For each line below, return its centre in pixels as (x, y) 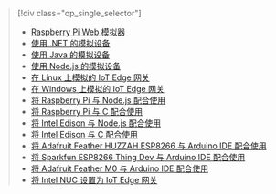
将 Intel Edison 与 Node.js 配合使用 (96, 123)
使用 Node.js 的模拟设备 (75, 66)
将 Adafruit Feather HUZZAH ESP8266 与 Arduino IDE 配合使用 (149, 146)
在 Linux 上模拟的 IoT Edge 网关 (90, 77)
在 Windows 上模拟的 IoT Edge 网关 (98, 89)
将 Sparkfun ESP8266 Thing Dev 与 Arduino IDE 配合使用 (138, 157)
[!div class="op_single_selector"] (80, 13)
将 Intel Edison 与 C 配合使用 (84, 134)
